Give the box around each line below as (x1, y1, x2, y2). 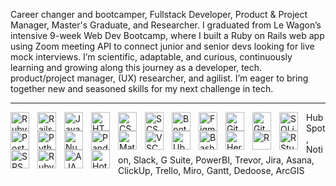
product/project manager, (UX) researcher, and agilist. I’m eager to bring (10, 72, 309, 84)
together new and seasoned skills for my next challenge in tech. (10, 83, 274, 94)
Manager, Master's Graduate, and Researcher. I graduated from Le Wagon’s (10, 19, 322, 31)
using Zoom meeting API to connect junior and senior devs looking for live (10, 40, 315, 52)
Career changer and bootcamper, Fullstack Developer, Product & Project (10, 9, 308, 20)
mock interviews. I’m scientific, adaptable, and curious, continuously (10, 51, 293, 63)
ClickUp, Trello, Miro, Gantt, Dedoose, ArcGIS (118, 165, 305, 176)
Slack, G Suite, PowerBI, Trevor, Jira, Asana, (133, 154, 315, 166)
